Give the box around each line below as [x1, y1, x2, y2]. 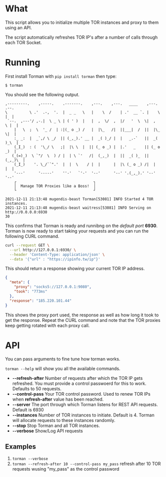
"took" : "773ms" [14, 289, 48, 294]
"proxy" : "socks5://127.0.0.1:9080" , [14, 285, 92, 290]
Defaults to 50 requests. [12, 386, 62, 392]
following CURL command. [5, 233, 59, 239]
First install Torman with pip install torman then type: [5, 73, 117, 79]
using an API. [5, 24, 32, 30]
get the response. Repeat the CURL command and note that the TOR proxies [5, 317, 161, 323]
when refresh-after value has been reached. [12, 396, 104, 402]
